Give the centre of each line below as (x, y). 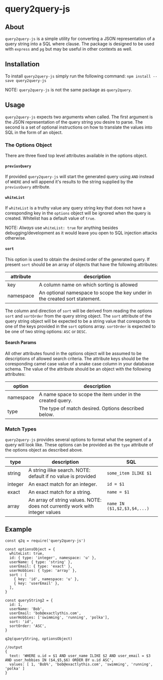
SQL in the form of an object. (34, 132)
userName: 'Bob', (27, 609)
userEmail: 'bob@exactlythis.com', (45, 613)
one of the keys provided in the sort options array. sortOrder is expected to (81, 326)
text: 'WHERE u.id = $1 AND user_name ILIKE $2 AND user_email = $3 (80, 656)
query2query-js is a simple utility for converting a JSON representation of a (80, 38)
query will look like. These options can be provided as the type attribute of (79, 445)
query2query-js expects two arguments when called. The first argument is (79, 117)
